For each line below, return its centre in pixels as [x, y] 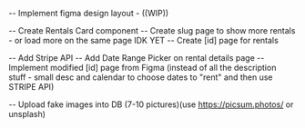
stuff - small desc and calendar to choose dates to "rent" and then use [141, 77]
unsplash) [27, 114]
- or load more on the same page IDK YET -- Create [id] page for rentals [143, 40]
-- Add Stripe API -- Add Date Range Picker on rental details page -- [137, 58]
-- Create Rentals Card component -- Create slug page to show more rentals [152, 30]
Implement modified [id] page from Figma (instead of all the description [142, 68]
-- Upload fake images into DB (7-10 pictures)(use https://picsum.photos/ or [151, 104]
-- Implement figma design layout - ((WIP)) [89, 13]
